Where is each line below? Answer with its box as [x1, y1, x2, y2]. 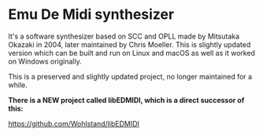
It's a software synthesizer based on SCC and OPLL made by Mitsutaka [8, 31, 240, 41]
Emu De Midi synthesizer [8, 6, 175, 24]
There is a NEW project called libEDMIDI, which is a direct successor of [8, 95, 245, 105]
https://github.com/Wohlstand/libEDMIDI [8, 119, 140, 128]
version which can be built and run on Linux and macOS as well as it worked [8, 48, 256, 57]
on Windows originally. [8, 57, 82, 66]
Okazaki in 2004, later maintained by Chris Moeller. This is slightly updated [8, 39, 251, 49]
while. [8, 80, 28, 90]
